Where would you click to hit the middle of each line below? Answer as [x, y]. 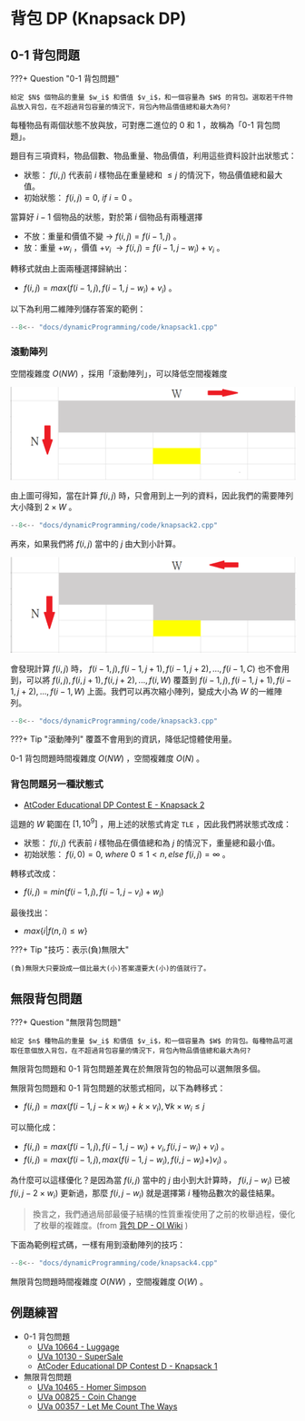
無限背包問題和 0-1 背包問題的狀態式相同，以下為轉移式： [118, 1088]
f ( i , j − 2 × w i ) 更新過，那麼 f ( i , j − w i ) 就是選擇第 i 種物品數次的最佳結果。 [145, 1194]
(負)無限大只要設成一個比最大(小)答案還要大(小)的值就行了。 [111, 969]
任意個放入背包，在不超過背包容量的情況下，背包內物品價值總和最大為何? [134, 1051]
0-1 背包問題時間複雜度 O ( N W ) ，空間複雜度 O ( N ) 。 [108, 758]
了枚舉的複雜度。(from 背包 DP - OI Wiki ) [110, 1225]
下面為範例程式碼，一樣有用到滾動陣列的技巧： [98, 1244]
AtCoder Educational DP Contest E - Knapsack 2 [114, 804]
